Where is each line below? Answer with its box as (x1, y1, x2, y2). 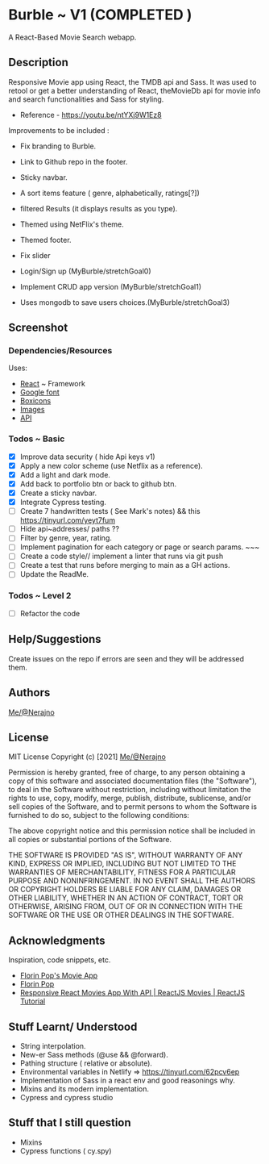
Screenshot (8, 321, 68, 335)
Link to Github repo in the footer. (19, 156, 128, 166)
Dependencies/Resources (8, 345, 113, 357)
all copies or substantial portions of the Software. (8, 835, 172, 845)
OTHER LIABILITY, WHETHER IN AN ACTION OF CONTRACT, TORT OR (8, 893, 243, 903)
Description (8, 56, 68, 69)
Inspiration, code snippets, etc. (8, 955, 111, 965)
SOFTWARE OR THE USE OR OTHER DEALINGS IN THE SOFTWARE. (8, 910, 234, 920)
